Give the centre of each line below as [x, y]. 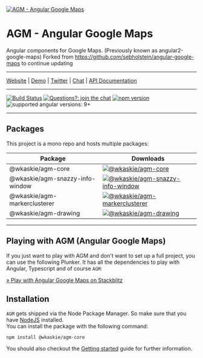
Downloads [148, 158]
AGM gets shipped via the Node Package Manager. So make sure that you [96, 313]
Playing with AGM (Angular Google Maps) [86, 241]
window [21, 186]
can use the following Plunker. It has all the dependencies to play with [93, 262]
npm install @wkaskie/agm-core [46, 337]
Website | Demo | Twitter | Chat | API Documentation [72, 80]
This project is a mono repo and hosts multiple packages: [78, 143]
